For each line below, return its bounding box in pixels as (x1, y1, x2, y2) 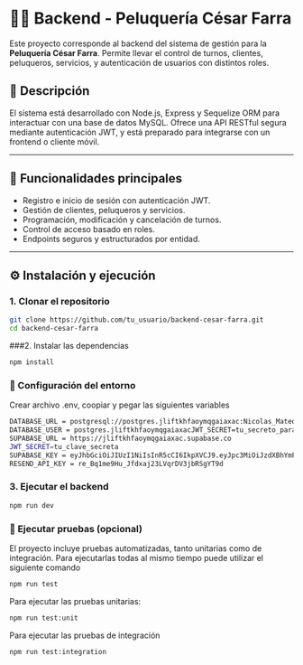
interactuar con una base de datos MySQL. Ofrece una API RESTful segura (9, 117, 287, 127)
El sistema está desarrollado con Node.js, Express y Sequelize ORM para (9, 108, 280, 118)
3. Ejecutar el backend (9, 481, 110, 493)
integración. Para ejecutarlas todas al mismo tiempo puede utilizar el (9, 552, 264, 563)
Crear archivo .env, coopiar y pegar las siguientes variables (9, 399, 230, 410)
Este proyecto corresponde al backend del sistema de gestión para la (9, 38, 268, 49)
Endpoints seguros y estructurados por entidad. (22, 233, 201, 244)
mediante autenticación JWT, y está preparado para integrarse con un (9, 126, 271, 137)
